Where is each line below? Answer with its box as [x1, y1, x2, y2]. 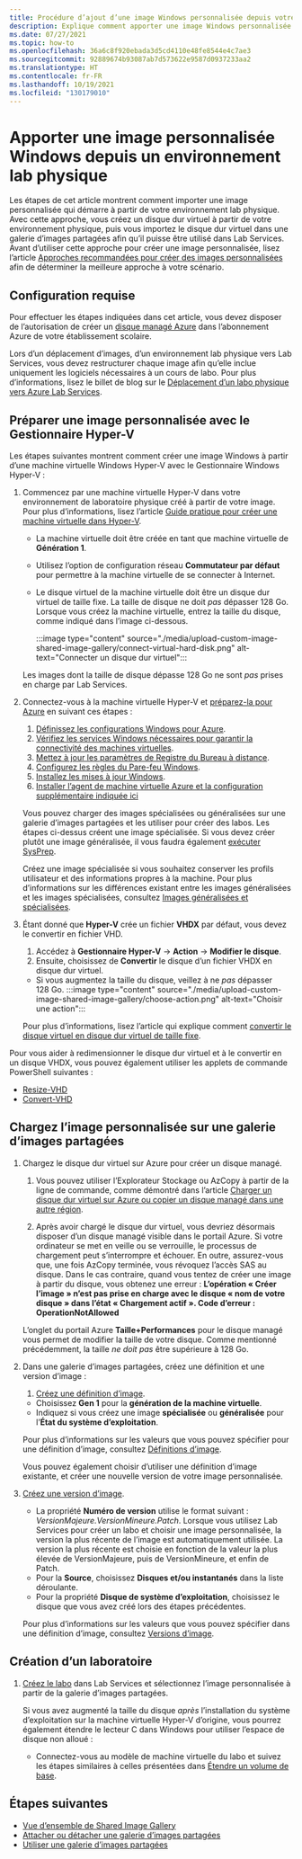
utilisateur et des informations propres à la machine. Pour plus [22, 873, 253, 884]
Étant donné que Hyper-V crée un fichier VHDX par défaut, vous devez [22, 919, 288, 930]
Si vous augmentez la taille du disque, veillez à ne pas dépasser [35, 974, 272, 985]
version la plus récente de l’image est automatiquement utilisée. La [35, 1534, 283, 1544]
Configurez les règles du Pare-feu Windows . [35, 761, 200, 773]
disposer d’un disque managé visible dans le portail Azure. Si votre [35, 1231, 283, 1241]
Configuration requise [9, 288, 136, 303]
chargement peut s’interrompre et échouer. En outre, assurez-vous [35, 1250, 284, 1260]
